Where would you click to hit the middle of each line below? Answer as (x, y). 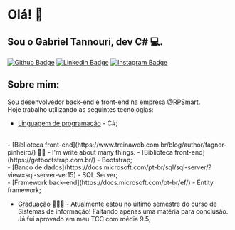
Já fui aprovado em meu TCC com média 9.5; (84, 219)
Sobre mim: (33, 85)
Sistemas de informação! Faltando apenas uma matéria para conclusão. (123, 211)
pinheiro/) (22, 152)
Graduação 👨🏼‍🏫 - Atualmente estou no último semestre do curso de (117, 204)
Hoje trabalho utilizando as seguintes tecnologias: (80, 109)
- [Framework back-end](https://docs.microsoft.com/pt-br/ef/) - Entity (110, 182)
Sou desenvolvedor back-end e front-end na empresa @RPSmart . (104, 102)
